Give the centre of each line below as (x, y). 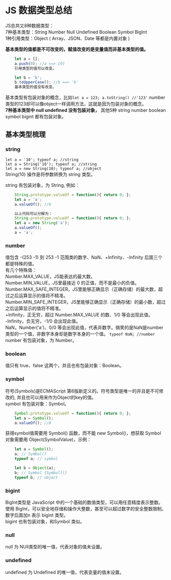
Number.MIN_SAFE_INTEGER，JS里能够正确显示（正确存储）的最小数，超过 (86, 302)
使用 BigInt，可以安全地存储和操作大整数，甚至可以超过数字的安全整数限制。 (86, 509)
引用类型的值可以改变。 (35, 68)
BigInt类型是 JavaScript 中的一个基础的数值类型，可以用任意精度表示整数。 (84, 502)
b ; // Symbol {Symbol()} (41, 473)
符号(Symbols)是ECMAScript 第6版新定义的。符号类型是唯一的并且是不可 (82, 391)
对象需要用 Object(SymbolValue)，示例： (48, 440)
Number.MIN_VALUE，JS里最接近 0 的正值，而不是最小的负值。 (72, 283)
